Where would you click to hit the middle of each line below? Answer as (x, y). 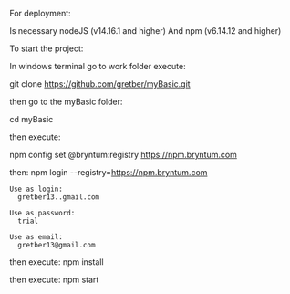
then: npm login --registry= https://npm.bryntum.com (109, 172)
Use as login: (36, 189)
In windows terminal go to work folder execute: (98, 66)
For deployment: (40, 13)
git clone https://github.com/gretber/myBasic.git (100, 84)
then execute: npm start (54, 279)
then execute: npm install (57, 262)
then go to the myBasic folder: (66, 101)
